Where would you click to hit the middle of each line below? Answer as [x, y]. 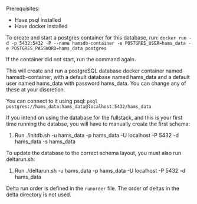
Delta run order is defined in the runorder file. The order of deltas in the [93, 188]
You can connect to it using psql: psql [52, 101]
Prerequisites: [23, 9]
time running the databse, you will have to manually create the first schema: [98, 124]
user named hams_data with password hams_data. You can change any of [96, 83]
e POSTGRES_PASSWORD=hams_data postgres [57, 48]
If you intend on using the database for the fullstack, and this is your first [94, 118]
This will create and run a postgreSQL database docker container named [94, 71]
